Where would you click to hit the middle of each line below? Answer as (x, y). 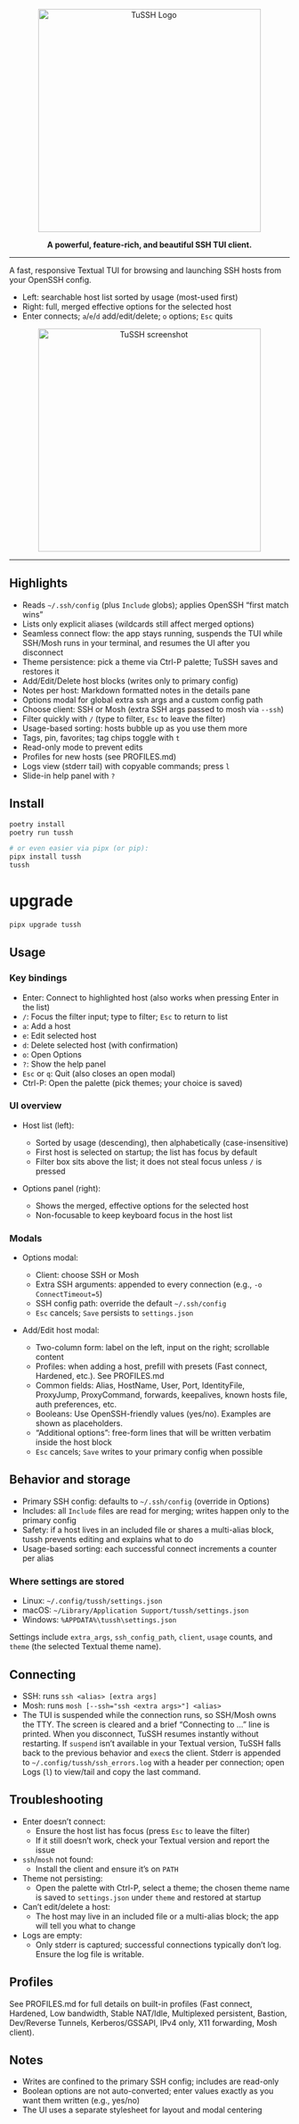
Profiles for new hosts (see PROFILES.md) (99, 756)
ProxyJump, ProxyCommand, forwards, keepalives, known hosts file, (161, 1395)
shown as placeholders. (79, 1423)
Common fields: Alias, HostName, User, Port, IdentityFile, (140, 1386)
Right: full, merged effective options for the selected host (127, 307)
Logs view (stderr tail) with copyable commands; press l (126, 766)
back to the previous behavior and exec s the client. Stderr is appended (151, 1753)
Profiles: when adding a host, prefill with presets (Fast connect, (151, 1366)
